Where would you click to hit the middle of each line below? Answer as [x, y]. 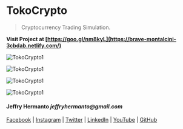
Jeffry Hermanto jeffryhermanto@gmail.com [65, 106]
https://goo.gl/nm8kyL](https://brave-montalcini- [112, 39]
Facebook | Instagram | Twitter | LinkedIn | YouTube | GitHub [82, 120]
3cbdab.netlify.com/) [34, 45]
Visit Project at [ [27, 39]
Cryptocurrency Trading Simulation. [66, 27]
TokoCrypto [37, 11]
